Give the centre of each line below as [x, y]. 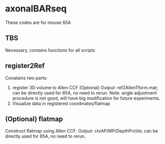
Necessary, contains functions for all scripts [50, 50]
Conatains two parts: [27, 78]
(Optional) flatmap [34, 119]
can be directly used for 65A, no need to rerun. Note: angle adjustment [84, 93]
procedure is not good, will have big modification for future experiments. [86, 98]
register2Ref [25, 66]
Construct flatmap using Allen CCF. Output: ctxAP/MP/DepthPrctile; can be [82, 131]
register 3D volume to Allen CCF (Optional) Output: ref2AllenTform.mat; [85, 87]
